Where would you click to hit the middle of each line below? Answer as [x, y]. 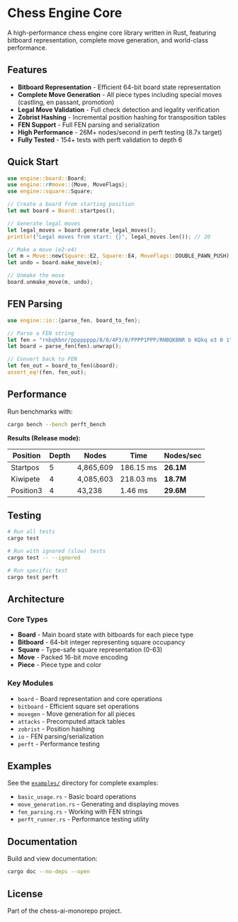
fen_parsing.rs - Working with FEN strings [80, 812]
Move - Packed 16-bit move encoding [73, 657]
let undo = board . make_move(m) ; [55, 263]
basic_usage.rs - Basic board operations [77, 797]
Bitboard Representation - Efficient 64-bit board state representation [119, 87]
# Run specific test [38, 570]
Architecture [36, 599]
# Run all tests [31, 532]
